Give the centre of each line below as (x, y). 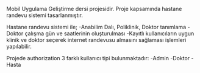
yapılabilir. (19, 46)
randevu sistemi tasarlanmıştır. (45, 15)
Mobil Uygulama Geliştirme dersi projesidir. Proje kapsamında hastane (94, 9)
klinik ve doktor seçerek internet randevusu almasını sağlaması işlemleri (96, 40)
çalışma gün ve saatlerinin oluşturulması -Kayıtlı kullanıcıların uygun (109, 33)
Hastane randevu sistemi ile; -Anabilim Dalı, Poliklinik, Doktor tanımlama (96, 27)
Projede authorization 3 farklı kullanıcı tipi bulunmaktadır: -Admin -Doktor (98, 58)
